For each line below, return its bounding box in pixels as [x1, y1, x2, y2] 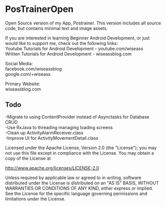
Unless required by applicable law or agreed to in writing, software [5, 175, 142, 181]
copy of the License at [5, 155, 51, 161]
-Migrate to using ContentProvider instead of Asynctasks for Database [5, 114, 150, 120]
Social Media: [5, 60, 33, 66]
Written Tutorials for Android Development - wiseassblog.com [5, 51, 132, 57]
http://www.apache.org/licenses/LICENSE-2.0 [5, 165, 99, 171]
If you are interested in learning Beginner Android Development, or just [5, 35, 150, 41]
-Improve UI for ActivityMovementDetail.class [5, 135, 98, 141]
